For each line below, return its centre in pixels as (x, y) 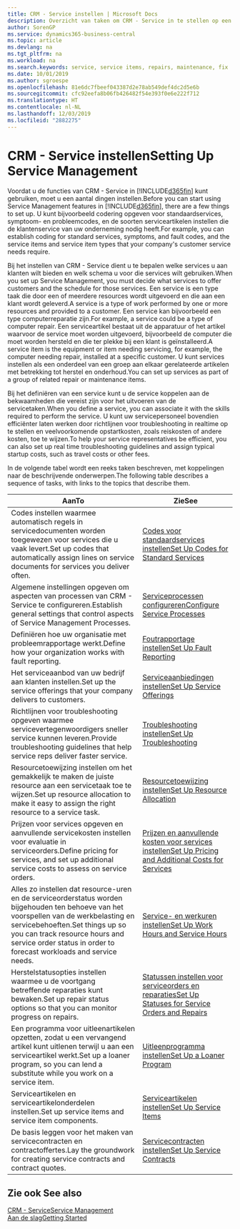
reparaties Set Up (171, 994)
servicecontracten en (47, 1141)
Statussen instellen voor (183, 977)
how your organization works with (68, 652)
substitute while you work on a (62, 1073)
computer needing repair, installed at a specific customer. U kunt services (116, 356)
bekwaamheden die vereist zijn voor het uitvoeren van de (92, 400)
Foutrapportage (169, 638)
